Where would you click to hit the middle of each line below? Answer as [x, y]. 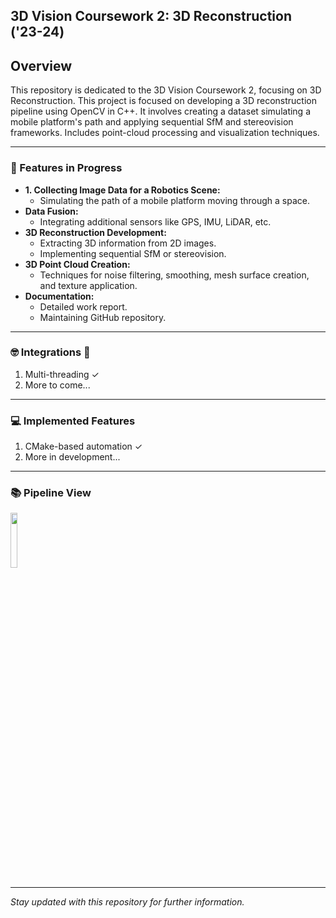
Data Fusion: [51, 211]
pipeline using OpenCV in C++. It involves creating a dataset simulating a [161, 111]
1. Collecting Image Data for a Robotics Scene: [122, 190]
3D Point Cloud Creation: [77, 264]
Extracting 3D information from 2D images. [128, 243]
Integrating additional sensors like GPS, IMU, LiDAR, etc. [155, 221]
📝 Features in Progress [66, 168]
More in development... [72, 457]
